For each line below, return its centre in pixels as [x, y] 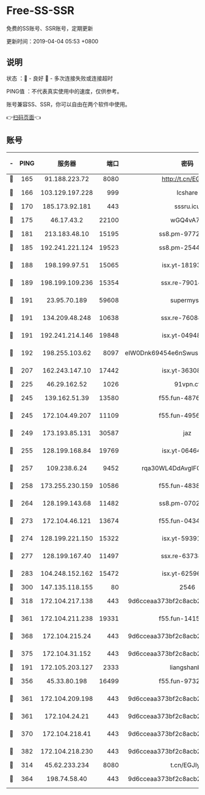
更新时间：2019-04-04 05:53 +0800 [52, 41]
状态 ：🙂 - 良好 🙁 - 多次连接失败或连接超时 [59, 78]
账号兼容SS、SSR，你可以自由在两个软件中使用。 [68, 104]
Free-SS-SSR [40, 11]
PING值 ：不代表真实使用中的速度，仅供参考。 [64, 91]
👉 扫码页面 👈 [24, 117]
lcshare [187, 192]
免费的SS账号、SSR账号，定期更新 [50, 28]
